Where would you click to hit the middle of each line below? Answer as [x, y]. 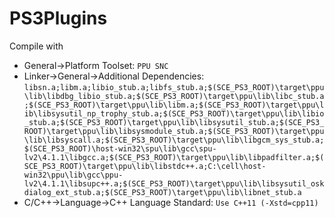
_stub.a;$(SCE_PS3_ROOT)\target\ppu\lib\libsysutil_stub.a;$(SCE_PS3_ [174, 122]
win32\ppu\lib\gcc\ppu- [73, 175]
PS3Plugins [58, 18]
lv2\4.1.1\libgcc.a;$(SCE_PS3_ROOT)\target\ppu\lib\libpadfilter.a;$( [174, 157]
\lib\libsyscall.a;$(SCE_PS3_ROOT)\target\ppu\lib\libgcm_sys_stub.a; [174, 140]
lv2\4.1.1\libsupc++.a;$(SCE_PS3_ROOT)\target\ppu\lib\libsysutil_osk [174, 183]
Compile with [36, 46]
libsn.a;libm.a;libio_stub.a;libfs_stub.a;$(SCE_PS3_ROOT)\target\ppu [174, 87]
